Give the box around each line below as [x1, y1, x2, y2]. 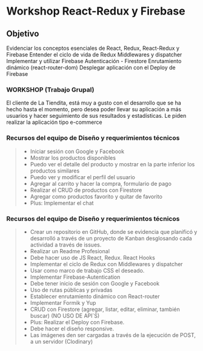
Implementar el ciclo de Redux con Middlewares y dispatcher [30, 260, 183, 268]
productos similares [30, 167, 80, 174]
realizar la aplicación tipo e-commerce [6, 118, 102, 126]
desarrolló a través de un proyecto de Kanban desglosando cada [30, 234, 192, 242]
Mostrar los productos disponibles [30, 154, 116, 162]
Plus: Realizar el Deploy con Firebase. [30, 318, 125, 325]
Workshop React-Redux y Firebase [6, 4, 186, 18]
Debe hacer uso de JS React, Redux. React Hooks [30, 254, 156, 261]
